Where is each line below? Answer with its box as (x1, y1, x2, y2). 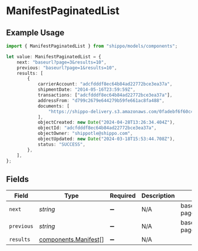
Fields (6, 174, 29, 184)
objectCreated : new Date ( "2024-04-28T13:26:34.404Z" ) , (37, 120, 176, 125)
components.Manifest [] (39, 236, 104, 244)
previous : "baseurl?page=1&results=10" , (16, 65, 117, 71)
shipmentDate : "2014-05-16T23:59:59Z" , (37, 87, 136, 93)
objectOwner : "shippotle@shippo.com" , (37, 131, 133, 137)
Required (110, 191, 136, 200)
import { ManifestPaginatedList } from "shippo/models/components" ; (6, 43, 178, 49)
